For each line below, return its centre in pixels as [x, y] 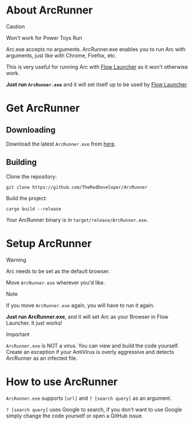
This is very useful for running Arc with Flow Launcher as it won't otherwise [97, 67]
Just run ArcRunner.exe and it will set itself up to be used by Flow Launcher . [97, 84]
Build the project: [27, 198]
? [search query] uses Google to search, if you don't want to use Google [94, 409]
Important [18, 334]
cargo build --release [34, 209]
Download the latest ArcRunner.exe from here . [61, 144]
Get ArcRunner [43, 108]
